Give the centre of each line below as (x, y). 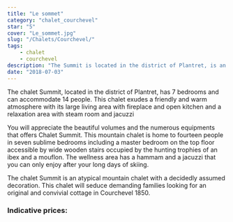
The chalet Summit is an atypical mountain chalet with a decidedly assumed (116, 177)
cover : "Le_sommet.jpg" (42, 33)
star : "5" (22, 26)
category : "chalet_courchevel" (53, 20)
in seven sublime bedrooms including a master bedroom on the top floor (111, 142)
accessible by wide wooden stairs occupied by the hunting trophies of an (113, 150)
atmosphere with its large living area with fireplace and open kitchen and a (114, 106)
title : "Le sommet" (36, 14)
